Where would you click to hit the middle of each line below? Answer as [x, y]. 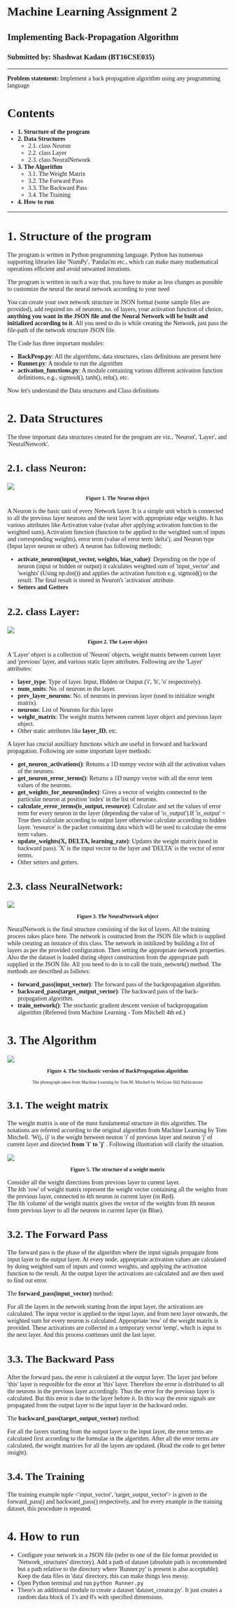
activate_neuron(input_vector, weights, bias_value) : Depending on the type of [116, 559]
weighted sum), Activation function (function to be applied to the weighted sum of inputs [116, 532]
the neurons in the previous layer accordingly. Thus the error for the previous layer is [111, 1391]
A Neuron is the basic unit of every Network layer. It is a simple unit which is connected [115, 511]
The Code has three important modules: [56, 343]
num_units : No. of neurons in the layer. [66, 688]
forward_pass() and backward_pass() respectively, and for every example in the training [115, 1502]
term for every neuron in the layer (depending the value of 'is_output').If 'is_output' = [121, 813]
